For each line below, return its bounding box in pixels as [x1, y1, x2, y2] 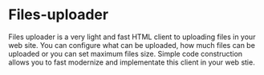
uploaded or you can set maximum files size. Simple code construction [8, 49, 243, 58]
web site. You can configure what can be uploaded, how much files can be [8, 40, 255, 49]
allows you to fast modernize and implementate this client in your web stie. [8, 57, 255, 67]
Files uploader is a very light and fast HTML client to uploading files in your [8, 32, 256, 41]
